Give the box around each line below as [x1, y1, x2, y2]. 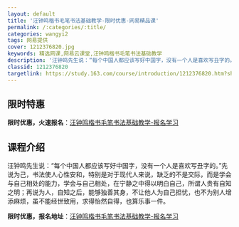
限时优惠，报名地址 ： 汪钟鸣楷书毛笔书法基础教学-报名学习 [7, 212, 179, 221]
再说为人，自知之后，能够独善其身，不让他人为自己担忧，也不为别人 [26, 188, 225, 196]
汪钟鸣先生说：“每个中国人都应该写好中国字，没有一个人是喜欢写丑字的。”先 [7, 162, 228, 170]
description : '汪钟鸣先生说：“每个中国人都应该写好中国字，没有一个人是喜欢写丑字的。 [7, 57, 233, 64]
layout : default [7, 10, 55, 18]
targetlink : [7, 70, 43, 77]
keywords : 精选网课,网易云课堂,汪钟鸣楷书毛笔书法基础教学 [7, 51, 162, 58]
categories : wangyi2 [7, 30, 69, 38]
